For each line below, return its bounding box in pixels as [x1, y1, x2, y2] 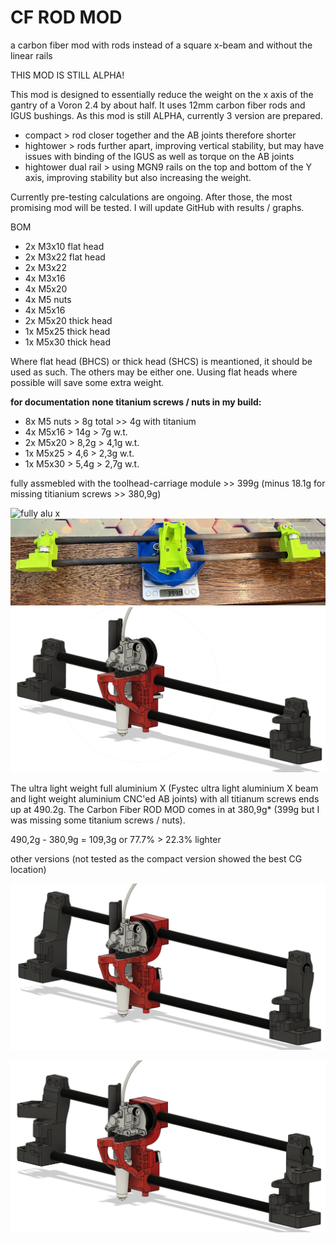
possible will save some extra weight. [10, 376, 165, 388]
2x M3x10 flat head [24, 240, 105, 252]
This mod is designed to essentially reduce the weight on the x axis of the [10, 88, 314, 100]
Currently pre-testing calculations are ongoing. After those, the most [10, 191, 293, 203]
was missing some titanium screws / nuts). [10, 814, 186, 826]
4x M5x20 [24, 282, 68, 295]
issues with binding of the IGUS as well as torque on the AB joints [24, 150, 295, 162]
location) [10, 864, 47, 876]
